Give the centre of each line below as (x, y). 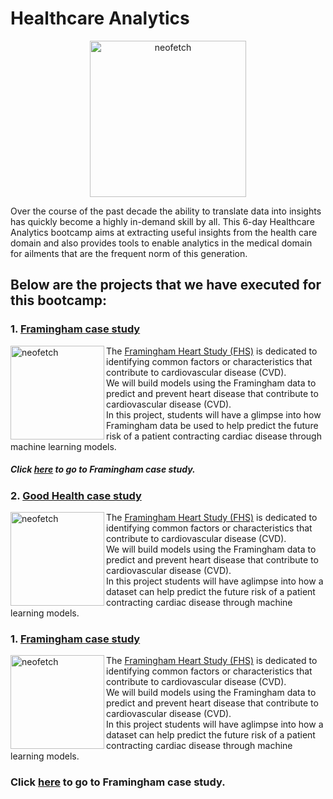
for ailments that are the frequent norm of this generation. (129, 253)
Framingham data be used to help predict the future (212, 425)
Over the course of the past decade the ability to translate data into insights (166, 211)
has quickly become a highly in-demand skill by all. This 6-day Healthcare (162, 221)
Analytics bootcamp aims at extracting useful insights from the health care (164, 232)
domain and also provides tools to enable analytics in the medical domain (161, 243)
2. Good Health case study (76, 495)
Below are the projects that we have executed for (166, 285)
